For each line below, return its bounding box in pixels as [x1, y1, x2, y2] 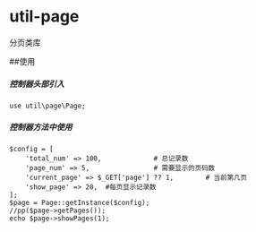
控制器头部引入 [9, 78, 64, 89]
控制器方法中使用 [9, 121, 73, 132]
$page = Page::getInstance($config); [9, 198, 150, 207]
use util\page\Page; [9, 101, 87, 110]
